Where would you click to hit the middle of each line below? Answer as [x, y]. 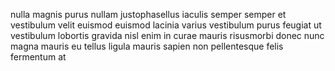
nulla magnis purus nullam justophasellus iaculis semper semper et [148, 14]
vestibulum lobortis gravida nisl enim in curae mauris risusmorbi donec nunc [167, 35]
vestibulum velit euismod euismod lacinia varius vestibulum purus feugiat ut [166, 25]
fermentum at [38, 57]
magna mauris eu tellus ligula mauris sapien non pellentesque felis [147, 46]
